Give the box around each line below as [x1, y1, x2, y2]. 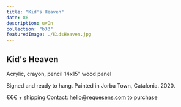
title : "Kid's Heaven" [6, 9, 64, 15]
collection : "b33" [6, 26, 53, 32]
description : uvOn [6, 20, 53, 26]
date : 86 [6, 15, 29, 21]
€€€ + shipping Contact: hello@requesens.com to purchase [6, 94, 158, 101]
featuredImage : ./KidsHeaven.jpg [6, 32, 92, 38]
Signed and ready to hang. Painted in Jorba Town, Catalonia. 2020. [6, 81, 175, 89]
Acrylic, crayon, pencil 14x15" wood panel [6, 70, 112, 77]
